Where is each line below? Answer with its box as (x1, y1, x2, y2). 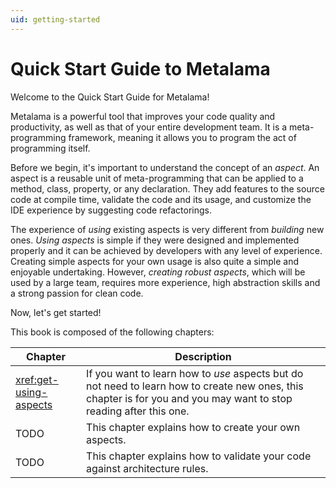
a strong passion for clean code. (10, 287, 144, 299)
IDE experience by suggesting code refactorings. (10, 204, 213, 216)
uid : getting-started (10, 14, 101, 25)
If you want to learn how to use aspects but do (86, 366, 304, 380)
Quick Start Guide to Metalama (10, 57, 271, 80)
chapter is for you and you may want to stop (86, 391, 293, 405)
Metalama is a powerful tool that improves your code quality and (10, 110, 276, 122)
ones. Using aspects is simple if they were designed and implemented (10, 234, 300, 246)
